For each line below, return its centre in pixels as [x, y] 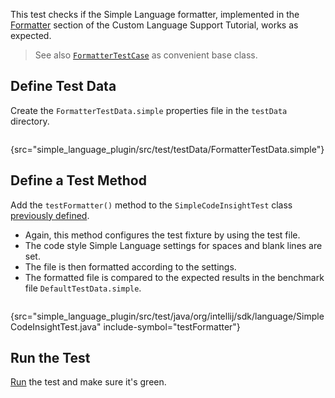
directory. [30, 121]
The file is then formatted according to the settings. [130, 266]
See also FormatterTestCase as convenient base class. [146, 55]
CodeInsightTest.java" [56, 326]
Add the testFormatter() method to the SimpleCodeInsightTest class [151, 205]
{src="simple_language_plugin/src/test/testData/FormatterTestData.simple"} [167, 149]
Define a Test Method [78, 180]
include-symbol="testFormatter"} [172, 326]
